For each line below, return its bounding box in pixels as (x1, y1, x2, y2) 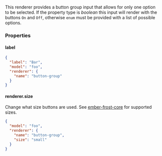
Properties (5, 32, 31, 39)
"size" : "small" (14, 137, 47, 142)
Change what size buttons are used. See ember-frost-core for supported (5, 104, 152, 110)
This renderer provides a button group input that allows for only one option (5, 4, 156, 10)
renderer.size (5, 93, 33, 99)
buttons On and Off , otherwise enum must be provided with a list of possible (5, 15, 156, 20)
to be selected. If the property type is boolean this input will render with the (5, 9, 158, 15)
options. (5, 20, 22, 26)
